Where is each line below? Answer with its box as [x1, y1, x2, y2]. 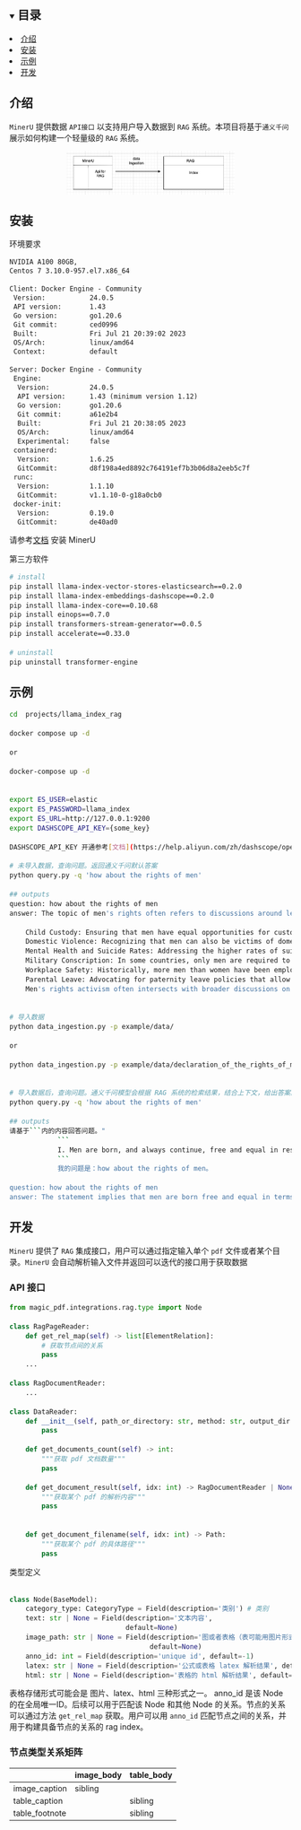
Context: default [13, 347, 118, 356]
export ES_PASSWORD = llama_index [9, 805, 130, 814]
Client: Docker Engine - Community [9, 284, 142, 293]
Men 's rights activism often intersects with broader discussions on [25, 984, 291, 993]
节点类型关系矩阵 [9, 1747, 83, 1759]
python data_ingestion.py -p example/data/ [9, 1023, 175, 1032]
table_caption [13, 1795, 64, 1806]
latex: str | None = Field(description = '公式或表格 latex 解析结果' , [25, 1661, 279, 1670]
